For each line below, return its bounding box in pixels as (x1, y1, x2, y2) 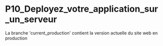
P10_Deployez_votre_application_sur (5, 3, 158, 15)
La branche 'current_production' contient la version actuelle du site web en (5, 30, 158, 36)
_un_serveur (5, 14, 57, 25)
